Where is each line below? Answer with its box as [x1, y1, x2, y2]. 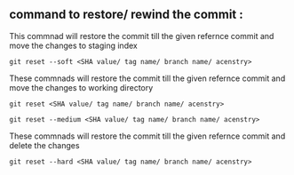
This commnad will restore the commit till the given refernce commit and [9, 30, 274, 41]
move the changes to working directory [9, 82, 154, 92]
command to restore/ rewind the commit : [9, 7, 244, 22]
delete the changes [9, 139, 80, 150]
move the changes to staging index [9, 40, 138, 51]
